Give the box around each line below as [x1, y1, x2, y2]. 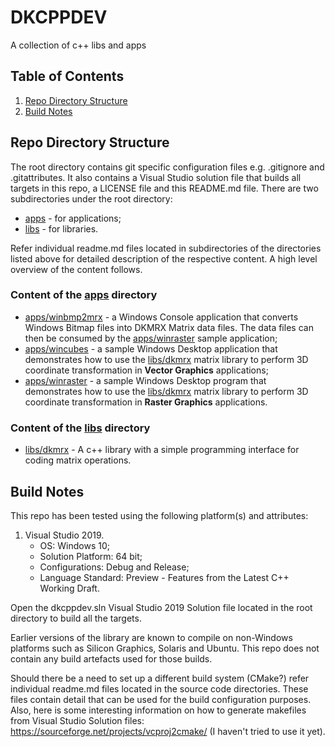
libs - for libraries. [24, 222, 99, 235]
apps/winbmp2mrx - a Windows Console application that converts [24, 311, 299, 323]
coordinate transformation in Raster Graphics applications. [24, 396, 268, 408]
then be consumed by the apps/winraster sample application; [24, 332, 278, 344]
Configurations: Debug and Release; [39, 561, 190, 573]
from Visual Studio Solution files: [10, 714, 145, 726]
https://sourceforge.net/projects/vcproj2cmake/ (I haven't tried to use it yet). [10, 725, 326, 737]
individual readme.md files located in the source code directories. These [10, 682, 309, 695]
